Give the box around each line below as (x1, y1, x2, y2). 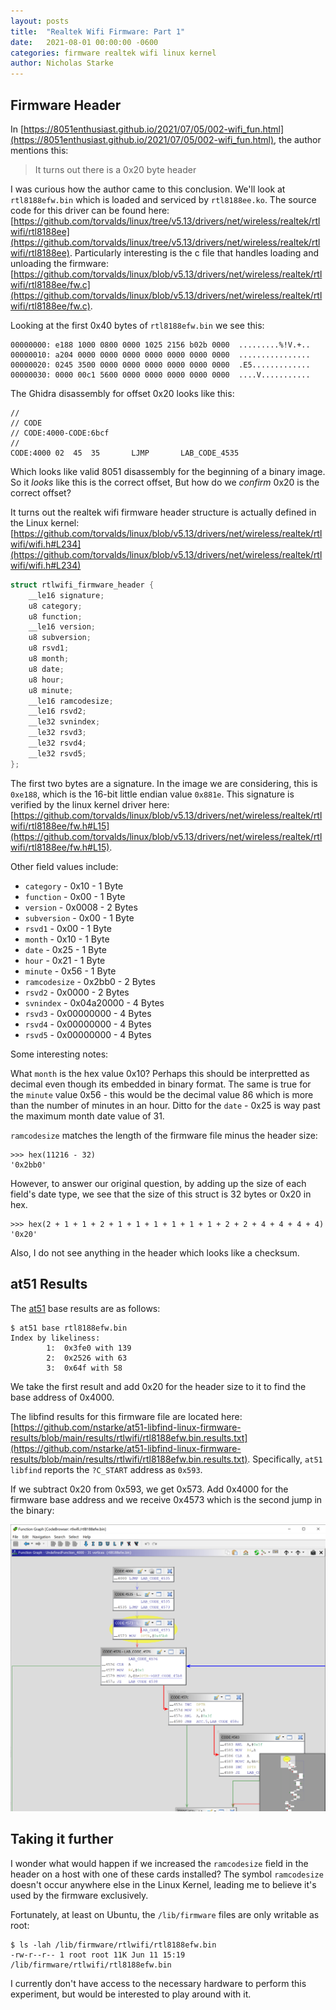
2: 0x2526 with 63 (46, 1353, 128, 1363)
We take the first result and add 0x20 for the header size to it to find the (10, 1380, 307, 1392)
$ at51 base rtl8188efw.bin (10, 1323, 128, 1333)
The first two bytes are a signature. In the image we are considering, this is (10, 777, 318, 789)
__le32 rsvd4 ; (28, 738, 87, 749)
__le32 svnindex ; (28, 717, 101, 727)
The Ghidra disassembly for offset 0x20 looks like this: (10, 387, 235, 399)
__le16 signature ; (28, 590, 105, 600)
